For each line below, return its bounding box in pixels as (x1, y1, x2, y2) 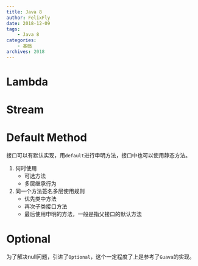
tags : (6, 26, 20, 32)
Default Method (6, 131, 87, 145)
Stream (6, 103, 44, 117)
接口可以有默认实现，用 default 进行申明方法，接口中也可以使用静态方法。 (6, 152, 191, 159)
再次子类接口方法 (24, 203, 68, 210)
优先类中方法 (24, 195, 57, 203)
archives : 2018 (6, 49, 45, 55)
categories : (6, 37, 37, 43)
